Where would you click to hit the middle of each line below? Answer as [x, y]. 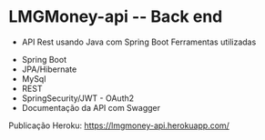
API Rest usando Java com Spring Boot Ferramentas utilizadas [139, 42]
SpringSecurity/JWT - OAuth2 [78, 98]
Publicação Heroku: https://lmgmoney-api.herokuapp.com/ [119, 125]
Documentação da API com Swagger [91, 107]
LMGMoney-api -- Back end [116, 17]
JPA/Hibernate [49, 69]
